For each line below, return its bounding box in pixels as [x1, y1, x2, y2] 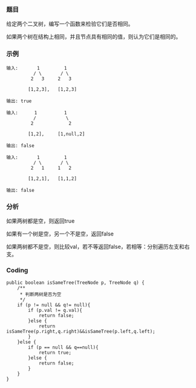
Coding [6, 266, 28, 274]
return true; [38, 350, 71, 356]
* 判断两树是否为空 [19, 292, 62, 298]
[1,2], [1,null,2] [28, 131, 85, 137]
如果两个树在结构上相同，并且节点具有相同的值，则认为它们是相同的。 [6, 33, 181, 41]
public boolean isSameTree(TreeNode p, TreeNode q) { [6, 280, 145, 286]
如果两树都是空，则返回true [6, 217, 75, 225]
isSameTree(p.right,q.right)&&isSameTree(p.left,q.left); [6, 329, 155, 335]
